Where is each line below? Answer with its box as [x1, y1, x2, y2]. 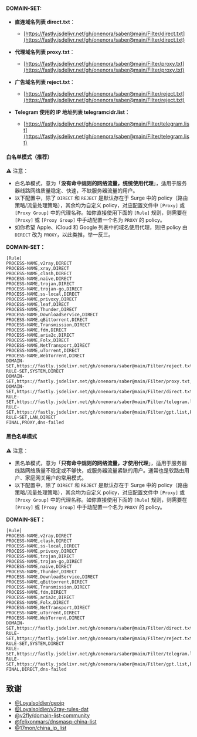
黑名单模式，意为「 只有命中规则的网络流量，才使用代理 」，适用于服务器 [14, 459, 187, 466]
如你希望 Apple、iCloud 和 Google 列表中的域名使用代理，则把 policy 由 [14, 224, 188, 231]
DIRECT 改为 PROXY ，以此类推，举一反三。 [14, 231, 114, 238]
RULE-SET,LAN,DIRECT [6, 414, 57, 421]
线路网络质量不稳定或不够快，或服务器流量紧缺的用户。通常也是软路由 [14, 466, 185, 474]
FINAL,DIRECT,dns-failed [6, 666, 67, 672]
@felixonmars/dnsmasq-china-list [14, 718, 97, 725]
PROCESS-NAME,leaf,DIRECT [6, 302, 69, 307]
